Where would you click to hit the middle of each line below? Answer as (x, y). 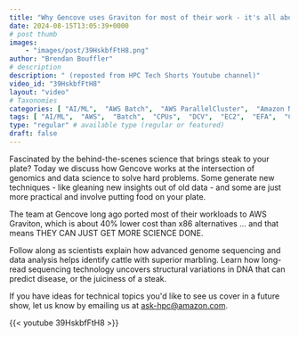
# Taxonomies (33, 100)
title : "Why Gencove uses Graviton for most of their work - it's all (143, 17)
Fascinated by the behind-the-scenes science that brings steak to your (139, 159)
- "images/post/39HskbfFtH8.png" (87, 51)
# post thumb (33, 34)
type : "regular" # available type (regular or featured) (117, 126)
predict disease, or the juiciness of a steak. (88, 278)
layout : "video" (39, 92)
